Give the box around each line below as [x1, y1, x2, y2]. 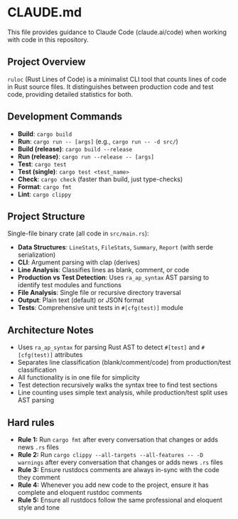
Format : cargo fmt [17, 182, 72, 191]
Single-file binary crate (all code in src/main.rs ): [7, 229, 149, 238]
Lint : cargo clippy [17, 190, 72, 198]
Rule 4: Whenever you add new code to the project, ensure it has [17, 481, 209, 489]
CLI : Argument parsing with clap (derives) [17, 258, 141, 267]
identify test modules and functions [17, 281, 122, 289]
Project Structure [7, 210, 85, 223]
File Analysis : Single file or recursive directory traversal [17, 289, 181, 297]
